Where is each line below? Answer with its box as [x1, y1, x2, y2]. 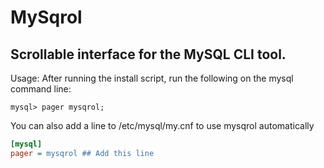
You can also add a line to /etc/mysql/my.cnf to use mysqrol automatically [10, 120, 315, 131]
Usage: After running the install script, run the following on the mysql [10, 72, 294, 84]
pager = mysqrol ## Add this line [10, 148, 155, 158]
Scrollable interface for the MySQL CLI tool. [10, 46, 287, 63]
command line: [10, 83, 72, 95]
